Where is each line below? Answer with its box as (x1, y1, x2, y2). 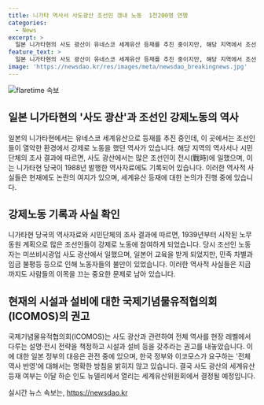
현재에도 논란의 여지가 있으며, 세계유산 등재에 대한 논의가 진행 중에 (28, 173, 233, 182)
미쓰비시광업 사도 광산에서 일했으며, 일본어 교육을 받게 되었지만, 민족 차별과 (22, 250, 254, 259)
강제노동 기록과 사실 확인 (8, 207, 120, 221)
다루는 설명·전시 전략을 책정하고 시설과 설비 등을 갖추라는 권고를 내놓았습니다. (8, 342, 245, 351)
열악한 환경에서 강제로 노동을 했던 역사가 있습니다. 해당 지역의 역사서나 (22, 143, 239, 152)
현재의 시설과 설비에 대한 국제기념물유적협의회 (8, 295, 218, 308)
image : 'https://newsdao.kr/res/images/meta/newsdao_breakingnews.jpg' (8, 63, 247, 71)
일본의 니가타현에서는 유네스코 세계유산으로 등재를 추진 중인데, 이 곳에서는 (8, 133, 235, 143)
